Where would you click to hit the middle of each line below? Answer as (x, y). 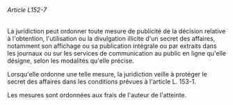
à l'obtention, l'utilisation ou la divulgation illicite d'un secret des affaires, (111, 39)
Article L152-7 (27, 10)
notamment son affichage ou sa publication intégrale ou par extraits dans (112, 46)
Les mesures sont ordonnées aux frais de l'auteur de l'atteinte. (97, 95)
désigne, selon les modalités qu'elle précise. (71, 61)
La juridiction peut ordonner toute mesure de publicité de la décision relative (116, 31)
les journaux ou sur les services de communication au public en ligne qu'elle (116, 54)
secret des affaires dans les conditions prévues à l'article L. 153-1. (102, 82)
